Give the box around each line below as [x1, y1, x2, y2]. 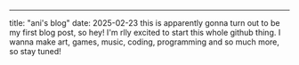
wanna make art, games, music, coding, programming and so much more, [9, 37, 280, 47]
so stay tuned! [9, 46, 62, 56]
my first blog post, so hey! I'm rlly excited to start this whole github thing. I [9, 28, 281, 37]
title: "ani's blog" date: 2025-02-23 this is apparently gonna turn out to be [9, 18, 280, 28]
